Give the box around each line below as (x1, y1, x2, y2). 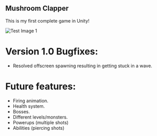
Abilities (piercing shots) (12, 125, 65, 131)
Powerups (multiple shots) (12, 119, 68, 125)
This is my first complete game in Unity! (5, 17, 90, 24)
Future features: (5, 81, 76, 92)
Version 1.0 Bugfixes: (5, 46, 98, 57)
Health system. (12, 103, 45, 109)
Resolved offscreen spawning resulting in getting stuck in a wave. (12, 63, 153, 69)
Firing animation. (12, 98, 49, 104)
